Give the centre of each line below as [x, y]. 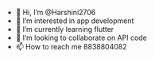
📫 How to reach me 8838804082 [71, 47]
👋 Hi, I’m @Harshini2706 [56, 12]
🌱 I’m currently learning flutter [65, 29]
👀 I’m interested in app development [75, 21]
